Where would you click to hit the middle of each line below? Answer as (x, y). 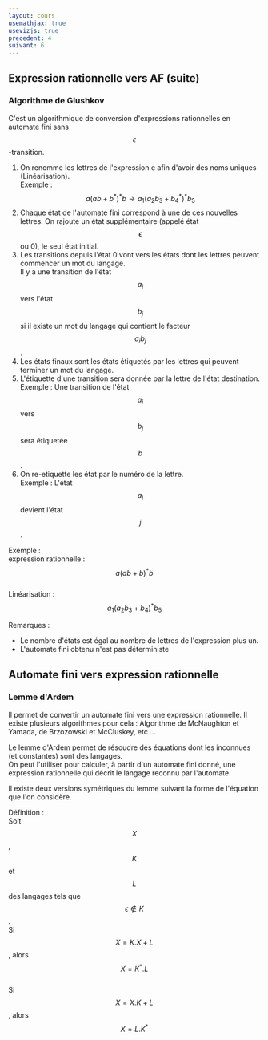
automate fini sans (39, 127)
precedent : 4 (30, 38)
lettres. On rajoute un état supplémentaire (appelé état (109, 221)
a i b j (140, 339)
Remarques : (29, 625)
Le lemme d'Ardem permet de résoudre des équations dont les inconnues (130, 747)
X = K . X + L (134, 942)
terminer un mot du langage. (67, 370)
